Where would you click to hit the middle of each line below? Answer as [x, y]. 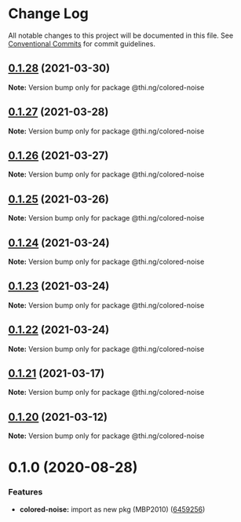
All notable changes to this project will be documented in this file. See [121, 35]
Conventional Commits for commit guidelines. [82, 43]
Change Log [48, 14]
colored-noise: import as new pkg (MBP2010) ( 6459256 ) [112, 509]
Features [26, 492]
